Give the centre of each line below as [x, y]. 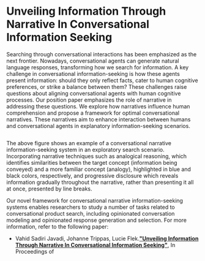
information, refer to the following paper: [58, 226]
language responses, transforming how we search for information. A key [98, 67]
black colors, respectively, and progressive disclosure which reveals [92, 175]
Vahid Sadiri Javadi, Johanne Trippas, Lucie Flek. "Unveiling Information [107, 238]
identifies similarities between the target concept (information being [92, 162]
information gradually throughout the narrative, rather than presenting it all [100, 182]
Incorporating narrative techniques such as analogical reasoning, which [97, 156]
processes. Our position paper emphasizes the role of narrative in [89, 100]
